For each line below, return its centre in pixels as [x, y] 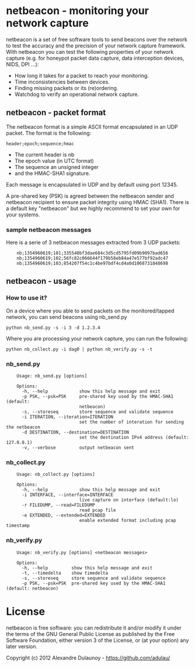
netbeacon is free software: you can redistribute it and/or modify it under [94, 628]
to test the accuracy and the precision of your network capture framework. [96, 46]
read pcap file [97, 510]
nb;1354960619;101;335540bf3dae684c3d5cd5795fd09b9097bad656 [92, 253]
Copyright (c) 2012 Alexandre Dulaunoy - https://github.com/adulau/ [88, 658]
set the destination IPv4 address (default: [134, 438]
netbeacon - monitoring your [77, 11]
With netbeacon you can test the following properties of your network [90, 51]
